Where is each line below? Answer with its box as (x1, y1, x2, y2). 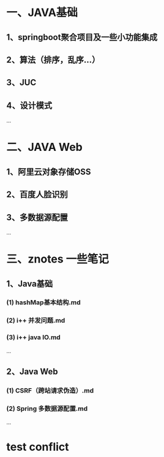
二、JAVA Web (6, 140, 83, 154)
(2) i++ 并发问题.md (6, 317, 65, 325)
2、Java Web (6, 366, 58, 377)
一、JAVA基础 (6, 6, 78, 20)
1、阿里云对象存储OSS (6, 166, 91, 177)
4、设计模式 (6, 100, 53, 110)
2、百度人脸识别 (6, 190, 69, 200)
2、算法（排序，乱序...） (6, 55, 100, 65)
